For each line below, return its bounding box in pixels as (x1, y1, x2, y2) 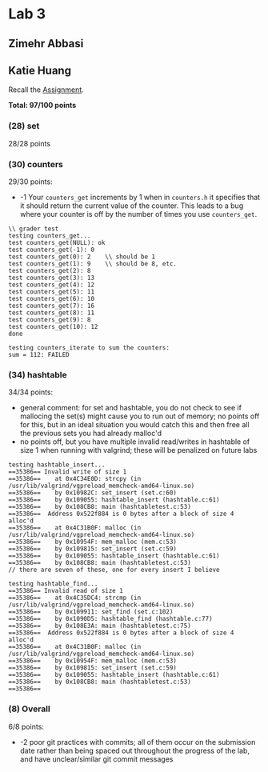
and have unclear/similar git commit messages (19, 754, 174, 764)
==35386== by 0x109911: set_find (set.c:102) (8, 608, 174, 616)
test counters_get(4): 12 (8, 281, 94, 289)
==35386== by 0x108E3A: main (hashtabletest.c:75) (8, 622, 192, 630)
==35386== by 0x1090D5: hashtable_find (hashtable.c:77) (8, 615, 214, 623)
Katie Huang (8, 63, 72, 77)
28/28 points (8, 138, 50, 148)
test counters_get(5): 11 (8, 287, 94, 296)
